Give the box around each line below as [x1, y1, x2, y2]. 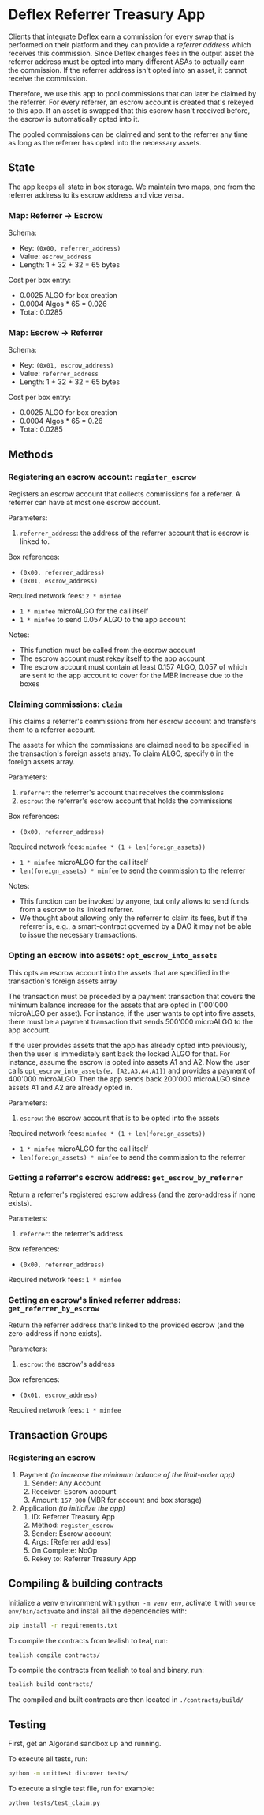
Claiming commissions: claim [8, 698, 123, 709]
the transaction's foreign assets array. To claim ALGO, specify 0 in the [8, 749, 235, 758]
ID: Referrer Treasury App [31, 1511, 116, 1521]
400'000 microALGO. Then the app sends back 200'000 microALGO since [8, 1074, 251, 1084]
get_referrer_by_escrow [8, 1304, 100, 1313]
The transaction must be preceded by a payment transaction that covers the [8, 991, 256, 1001]
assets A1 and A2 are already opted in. [8, 1082, 132, 1092]
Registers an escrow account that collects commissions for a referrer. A [8, 489, 240, 499]
